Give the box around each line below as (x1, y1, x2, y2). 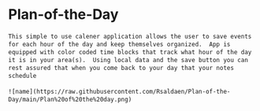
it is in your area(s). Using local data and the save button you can (8, 56, 248, 64)
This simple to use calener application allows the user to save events (8, 32, 252, 40)
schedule (8, 72, 37, 80)
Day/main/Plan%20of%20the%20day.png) (8, 95, 132, 103)
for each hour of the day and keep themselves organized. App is (8, 40, 231, 48)
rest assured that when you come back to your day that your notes (8, 64, 235, 72)
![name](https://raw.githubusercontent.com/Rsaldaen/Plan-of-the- (8, 87, 231, 95)
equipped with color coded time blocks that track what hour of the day (8, 48, 252, 56)
